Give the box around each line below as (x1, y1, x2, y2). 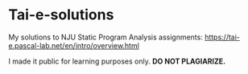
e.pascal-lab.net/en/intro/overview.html (8, 40, 139, 50)
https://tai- (204, 32, 240, 42)
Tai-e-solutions (8, 6, 114, 24)
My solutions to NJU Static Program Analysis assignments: (8, 32, 203, 42)
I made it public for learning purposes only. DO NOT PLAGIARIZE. (8, 56, 226, 66)
